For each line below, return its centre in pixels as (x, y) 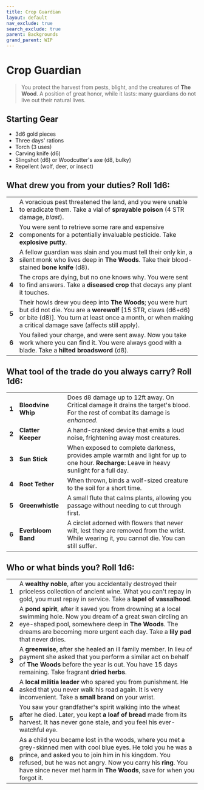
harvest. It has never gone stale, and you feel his (88, 722)
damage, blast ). (42, 217)
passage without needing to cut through (124, 506)
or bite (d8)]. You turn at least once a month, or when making (106, 317)
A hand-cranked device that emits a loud (126, 430)
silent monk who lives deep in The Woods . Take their (95, 259)
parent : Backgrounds (32, 35)
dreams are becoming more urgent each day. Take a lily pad (105, 632)
